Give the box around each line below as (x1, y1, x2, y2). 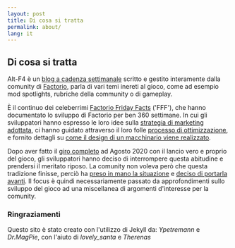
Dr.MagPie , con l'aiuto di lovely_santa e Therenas (7, 233, 152, 242)
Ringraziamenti (7, 209, 61, 219)
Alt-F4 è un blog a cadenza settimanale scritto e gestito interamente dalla (7, 75, 221, 83)
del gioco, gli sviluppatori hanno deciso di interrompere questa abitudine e (7, 154, 224, 163)
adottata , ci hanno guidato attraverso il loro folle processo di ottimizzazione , (7, 126, 228, 135)
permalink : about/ (7, 23, 61, 30)
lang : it (7, 30, 33, 37)
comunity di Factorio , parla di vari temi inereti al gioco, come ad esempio (7, 82, 219, 91)
